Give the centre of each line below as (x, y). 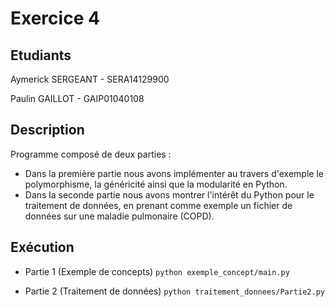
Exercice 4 (55, 18)
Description (47, 130)
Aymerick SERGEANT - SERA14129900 (90, 79)
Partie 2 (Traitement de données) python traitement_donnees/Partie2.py (174, 291)
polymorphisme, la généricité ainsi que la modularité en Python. (156, 184)
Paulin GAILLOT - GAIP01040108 (77, 98)
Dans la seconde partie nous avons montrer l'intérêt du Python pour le (169, 194)
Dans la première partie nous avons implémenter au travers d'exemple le (174, 173)
